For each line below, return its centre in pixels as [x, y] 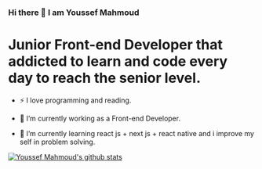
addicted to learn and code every [118, 61]
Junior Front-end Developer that [116, 45]
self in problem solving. [57, 142]
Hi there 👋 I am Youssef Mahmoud [74, 13]
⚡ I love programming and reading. [75, 100]
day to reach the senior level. [105, 78]
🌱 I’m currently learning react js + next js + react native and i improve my [137, 133]
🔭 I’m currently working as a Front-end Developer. [100, 118]
